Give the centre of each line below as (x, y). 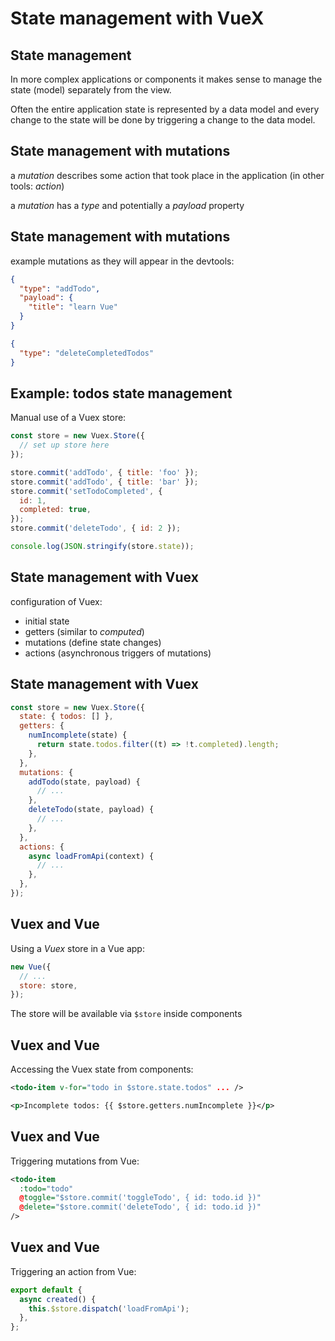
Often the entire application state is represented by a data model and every (165, 109)
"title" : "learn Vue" (73, 307)
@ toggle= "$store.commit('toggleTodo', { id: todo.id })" (140, 1198)
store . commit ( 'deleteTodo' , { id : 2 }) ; (96, 528)
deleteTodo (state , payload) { (91, 810)
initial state (47, 621)
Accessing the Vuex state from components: (102, 1069)
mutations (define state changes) (93, 642)
